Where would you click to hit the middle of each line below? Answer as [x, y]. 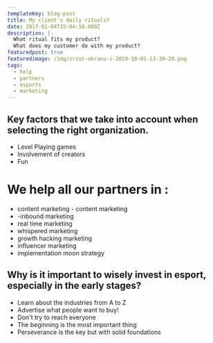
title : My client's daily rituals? [58, 20]
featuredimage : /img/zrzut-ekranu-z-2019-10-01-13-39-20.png [97, 59]
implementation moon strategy [61, 253]
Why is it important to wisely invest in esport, [106, 275]
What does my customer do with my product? [77, 46]
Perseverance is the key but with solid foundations [89, 332]
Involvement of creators [51, 154]
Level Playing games [46, 147]
